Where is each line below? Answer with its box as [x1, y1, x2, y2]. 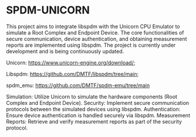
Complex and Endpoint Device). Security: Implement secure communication [6, 99, 190, 106]
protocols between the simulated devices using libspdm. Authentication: [6, 105, 181, 112]
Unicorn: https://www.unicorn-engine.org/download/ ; [6, 59, 136, 66]
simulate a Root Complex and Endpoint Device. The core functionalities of [6, 29, 184, 36]
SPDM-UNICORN [6, 4, 90, 17]
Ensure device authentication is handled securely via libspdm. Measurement [6, 112, 191, 119]
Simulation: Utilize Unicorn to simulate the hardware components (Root [6, 93, 178, 100]
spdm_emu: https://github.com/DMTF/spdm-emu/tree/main [6, 81, 150, 88]
